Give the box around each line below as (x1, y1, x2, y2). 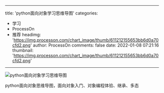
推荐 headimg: (12, 32, 41, 37)
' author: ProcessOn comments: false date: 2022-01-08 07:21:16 (30, 42, 159, 48)
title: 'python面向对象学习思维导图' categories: (5, 10, 99, 16)
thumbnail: (12, 47, 34, 53)
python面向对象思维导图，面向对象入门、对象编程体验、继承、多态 (5, 83, 139, 88)
